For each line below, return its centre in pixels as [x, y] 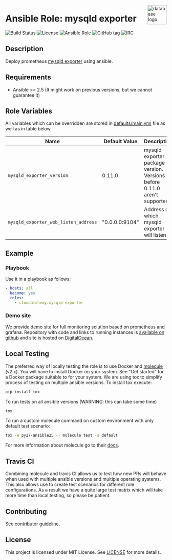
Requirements [28, 77]
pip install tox [23, 392]
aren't [151, 195]
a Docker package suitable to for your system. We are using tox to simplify [84, 377]
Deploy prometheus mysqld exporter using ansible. [59, 61]
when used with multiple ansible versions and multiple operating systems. [83, 479]
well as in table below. [29, 129]
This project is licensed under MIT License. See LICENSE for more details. [83, 552]
